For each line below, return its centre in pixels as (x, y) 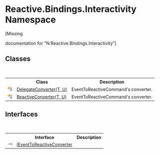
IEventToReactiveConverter (45, 144)
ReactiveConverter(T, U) (42, 97)
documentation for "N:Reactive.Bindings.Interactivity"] (61, 43)
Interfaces (22, 114)
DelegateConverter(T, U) (42, 89)
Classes (18, 59)
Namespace (31, 20)
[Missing (14, 33)
